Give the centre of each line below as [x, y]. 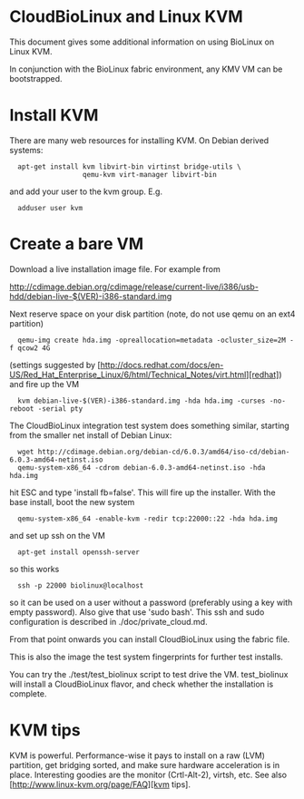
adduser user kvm [50, 208]
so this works [34, 569]
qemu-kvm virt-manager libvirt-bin [150, 174]
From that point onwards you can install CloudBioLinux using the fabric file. [150, 639]
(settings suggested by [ [55, 365]
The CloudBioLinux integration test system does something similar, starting [150, 425]
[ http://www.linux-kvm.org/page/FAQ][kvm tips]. [100, 784]
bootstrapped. [36, 78]
